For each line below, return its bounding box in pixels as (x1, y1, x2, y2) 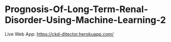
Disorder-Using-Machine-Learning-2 (5, 14, 166, 26)
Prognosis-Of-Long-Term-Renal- (5, 4, 148, 15)
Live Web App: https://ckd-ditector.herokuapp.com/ (5, 31, 114, 37)
